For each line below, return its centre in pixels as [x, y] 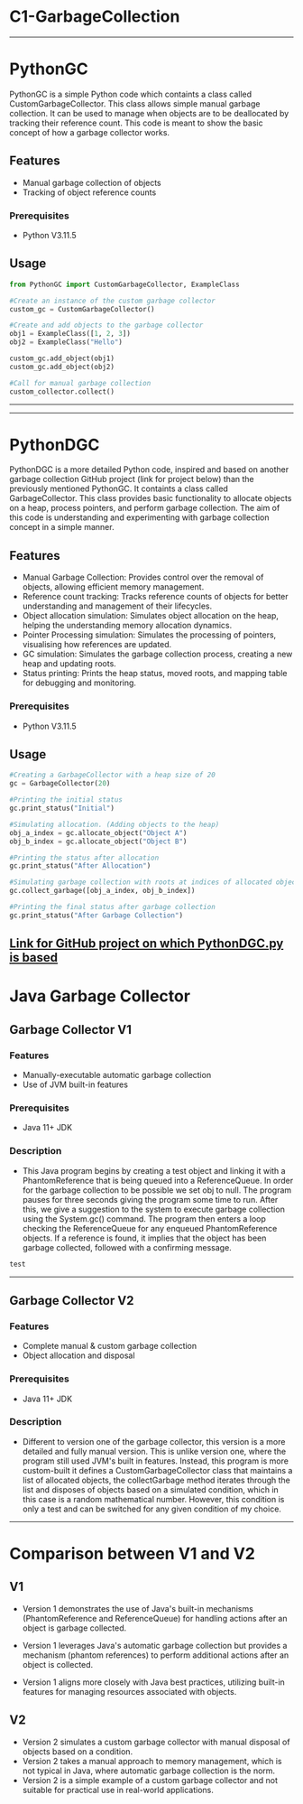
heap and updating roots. [69, 664]
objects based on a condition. [78, 1751]
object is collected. [58, 1664]
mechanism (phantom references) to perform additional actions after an [156, 1655]
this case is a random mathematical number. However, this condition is [153, 1499]
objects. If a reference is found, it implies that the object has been [144, 1238]
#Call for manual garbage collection [80, 383]
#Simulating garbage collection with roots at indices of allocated [141, 882]
